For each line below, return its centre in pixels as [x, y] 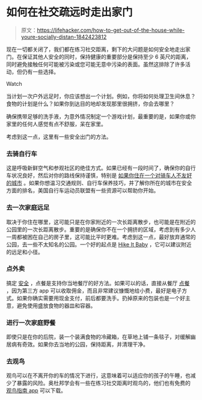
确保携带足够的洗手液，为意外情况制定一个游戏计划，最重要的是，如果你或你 [101, 116]
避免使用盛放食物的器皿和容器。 [56, 305]
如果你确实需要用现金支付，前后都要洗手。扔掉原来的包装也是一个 [98, 298]
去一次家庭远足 [28, 208]
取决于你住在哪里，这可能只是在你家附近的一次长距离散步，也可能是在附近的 [101, 222]
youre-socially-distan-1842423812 [64, 37]
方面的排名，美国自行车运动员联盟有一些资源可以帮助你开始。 [83, 190]
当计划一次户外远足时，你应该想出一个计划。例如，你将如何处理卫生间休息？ [101, 96]
